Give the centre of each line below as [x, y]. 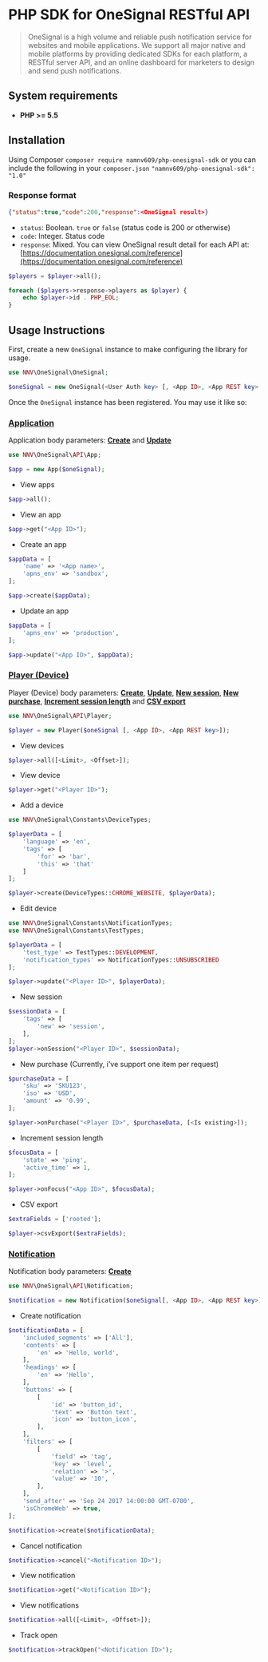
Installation [37, 140]
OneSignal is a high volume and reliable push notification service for [140, 37]
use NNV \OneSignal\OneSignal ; [59, 373]
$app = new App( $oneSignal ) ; [57, 469]
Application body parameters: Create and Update [90, 440]
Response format [43, 196]
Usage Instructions [57, 330]
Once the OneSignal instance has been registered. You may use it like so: [128, 402]
